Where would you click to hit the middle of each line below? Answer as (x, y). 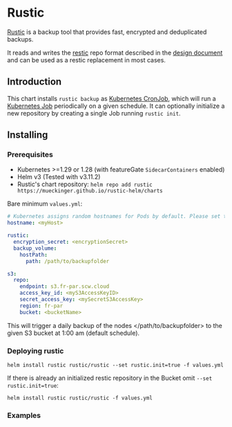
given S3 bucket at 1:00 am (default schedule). (74, 333)
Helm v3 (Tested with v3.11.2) (59, 177)
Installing (28, 135)
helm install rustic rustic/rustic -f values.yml (80, 398)
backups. (20, 39)
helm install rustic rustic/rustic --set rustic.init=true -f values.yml (116, 365)
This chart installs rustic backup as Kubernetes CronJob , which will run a (112, 98)
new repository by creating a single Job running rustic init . (94, 113)
